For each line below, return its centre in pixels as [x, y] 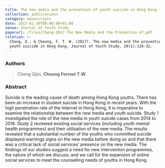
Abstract [16, 86]
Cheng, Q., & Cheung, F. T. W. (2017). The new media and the [74, 42]
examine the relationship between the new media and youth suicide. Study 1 [82, 113]
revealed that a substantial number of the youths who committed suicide [78, 134]
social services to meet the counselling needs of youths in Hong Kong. [77, 160]
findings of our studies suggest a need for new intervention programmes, [79, 150]
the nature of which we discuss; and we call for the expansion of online [77, 155]
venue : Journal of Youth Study [37, 28]
